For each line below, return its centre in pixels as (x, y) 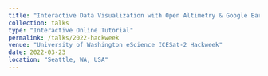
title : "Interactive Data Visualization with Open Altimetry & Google (128, 15)
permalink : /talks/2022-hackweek (64, 38)
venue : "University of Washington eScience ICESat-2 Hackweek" (116, 45)
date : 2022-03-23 (37, 52)
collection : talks (39, 23)
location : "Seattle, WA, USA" (59, 60)
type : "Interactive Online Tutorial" (71, 30)
